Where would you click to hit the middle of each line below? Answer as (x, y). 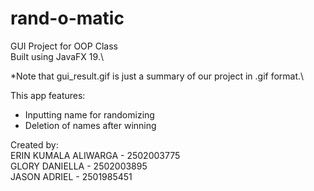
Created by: (34, 144)
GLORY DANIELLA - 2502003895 (79, 166)
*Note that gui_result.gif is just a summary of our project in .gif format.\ (157, 76)
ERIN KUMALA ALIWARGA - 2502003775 (95, 155)
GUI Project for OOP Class (64, 46)
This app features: (48, 95)
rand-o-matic (67, 18)
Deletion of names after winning (90, 125)
